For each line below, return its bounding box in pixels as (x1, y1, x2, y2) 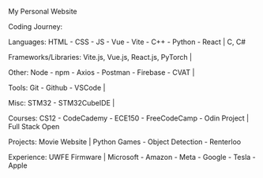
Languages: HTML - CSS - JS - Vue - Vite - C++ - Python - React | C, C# (8, 37, 246, 46)
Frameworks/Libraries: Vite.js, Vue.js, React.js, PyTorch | (8, 53, 192, 61)
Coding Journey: (8, 22, 63, 31)
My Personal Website (8, 7, 77, 16)
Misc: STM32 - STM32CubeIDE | (8, 98, 115, 107)
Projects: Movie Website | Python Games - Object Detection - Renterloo (8, 137, 242, 146)
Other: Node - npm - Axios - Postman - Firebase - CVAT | (8, 68, 195, 77)
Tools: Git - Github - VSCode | (8, 83, 106, 92)
